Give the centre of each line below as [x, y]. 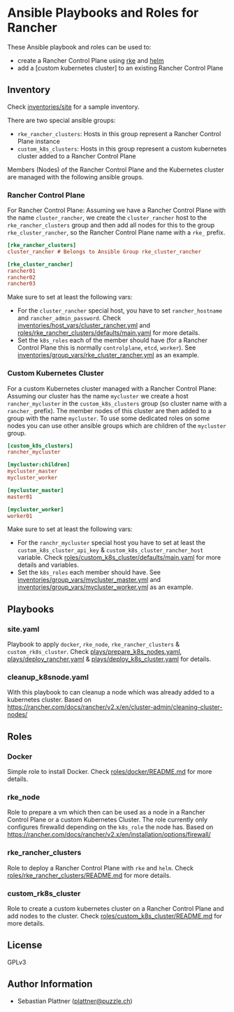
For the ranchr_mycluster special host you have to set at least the [111, 543]
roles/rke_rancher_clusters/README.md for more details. [89, 875]
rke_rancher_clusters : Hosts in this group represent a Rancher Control [119, 133]
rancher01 [22, 271]
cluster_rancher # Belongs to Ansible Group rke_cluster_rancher [104, 252]
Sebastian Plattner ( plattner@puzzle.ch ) [75, 1001]
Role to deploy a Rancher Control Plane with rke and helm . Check [101, 868]
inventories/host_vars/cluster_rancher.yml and [84, 325]
